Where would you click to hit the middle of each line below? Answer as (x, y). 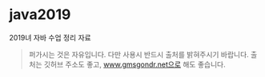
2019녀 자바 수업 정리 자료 (50, 37)
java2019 (40, 15)
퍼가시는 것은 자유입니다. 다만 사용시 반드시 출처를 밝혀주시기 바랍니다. (139, 54)
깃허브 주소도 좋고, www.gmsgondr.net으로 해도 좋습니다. (135, 64)
